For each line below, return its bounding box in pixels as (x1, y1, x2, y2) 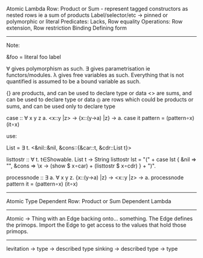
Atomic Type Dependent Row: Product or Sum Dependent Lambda (6, 198, 172, 204)
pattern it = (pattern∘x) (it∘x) (6, 180, 79, 187)
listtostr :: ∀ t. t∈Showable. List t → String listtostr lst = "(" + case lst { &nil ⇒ (6, 156, 197, 163)
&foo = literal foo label (6, 54, 62, 60)
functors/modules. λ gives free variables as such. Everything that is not (6, 72, 184, 78)
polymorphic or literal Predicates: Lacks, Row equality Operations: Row (6, 18, 183, 25)
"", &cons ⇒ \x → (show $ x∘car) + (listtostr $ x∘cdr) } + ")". (6, 162, 156, 169)
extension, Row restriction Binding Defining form (6, 24, 127, 31)
